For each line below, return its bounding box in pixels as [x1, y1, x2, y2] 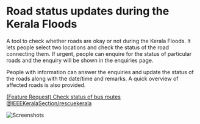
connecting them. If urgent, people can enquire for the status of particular [6, 50, 192, 57]
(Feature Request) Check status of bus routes [6, 93, 121, 100]
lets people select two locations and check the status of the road [6, 44, 170, 51]
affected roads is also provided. [6, 81, 86, 89]
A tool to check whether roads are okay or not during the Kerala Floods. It [6, 37, 191, 44]
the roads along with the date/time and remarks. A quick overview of [6, 75, 179, 82]
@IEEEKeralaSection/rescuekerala [6, 99, 92, 107]
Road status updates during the [6, 4, 170, 18]
